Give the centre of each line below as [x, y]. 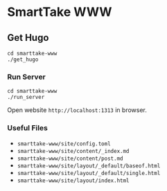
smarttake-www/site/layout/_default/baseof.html [89, 166]
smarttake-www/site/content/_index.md [73, 151]
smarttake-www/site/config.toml [64, 144]
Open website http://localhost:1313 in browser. [77, 110]
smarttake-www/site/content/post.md [70, 158]
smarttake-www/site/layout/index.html [73, 181]
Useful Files [28, 128]
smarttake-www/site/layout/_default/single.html [89, 173]
